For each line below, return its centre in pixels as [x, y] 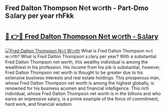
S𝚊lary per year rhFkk [40, 16]
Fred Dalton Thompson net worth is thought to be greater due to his [74, 72]
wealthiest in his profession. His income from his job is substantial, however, [83, 67]
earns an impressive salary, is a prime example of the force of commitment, [82, 99]
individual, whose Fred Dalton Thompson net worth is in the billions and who [83, 93]
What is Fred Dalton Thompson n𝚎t [117, 51]
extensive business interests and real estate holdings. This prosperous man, [83, 78]
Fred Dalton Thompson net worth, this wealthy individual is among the [77, 62]
